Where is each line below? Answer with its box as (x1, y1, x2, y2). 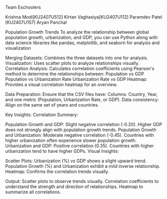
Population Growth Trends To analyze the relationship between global (5, 29, 149, 35)
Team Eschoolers (5, 5, 41, 10)
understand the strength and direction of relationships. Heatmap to (5, 183, 143, 189)
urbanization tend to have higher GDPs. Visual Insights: (5, 148, 119, 154)
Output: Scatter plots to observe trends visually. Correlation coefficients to (5, 178, 159, 184)
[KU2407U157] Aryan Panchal (5, 20, 67, 25)
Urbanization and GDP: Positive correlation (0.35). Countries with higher (5, 143, 154, 149)
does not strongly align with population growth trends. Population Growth (5, 127, 156, 133)
